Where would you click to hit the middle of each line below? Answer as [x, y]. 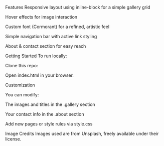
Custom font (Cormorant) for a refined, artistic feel [57, 27]
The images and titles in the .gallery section [50, 104]
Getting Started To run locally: [36, 56]
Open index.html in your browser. [40, 75]
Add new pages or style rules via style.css [49, 124]
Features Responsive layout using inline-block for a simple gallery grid [78, 7]
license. [13, 139]
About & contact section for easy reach [46, 46]
